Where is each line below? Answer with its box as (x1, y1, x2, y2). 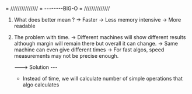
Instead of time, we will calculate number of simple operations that (22, 75, 183, 82)
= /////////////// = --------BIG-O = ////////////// (5, 5, 110, 12)
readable (13, 23, 36, 29)
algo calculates (22, 81, 60, 88)
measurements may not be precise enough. (13, 53, 119, 59)
